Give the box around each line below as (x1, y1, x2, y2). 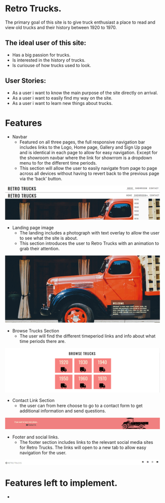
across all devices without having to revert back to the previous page (19, 170, 160, 176)
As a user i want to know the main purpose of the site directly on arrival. (12, 90, 158, 96)
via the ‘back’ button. (19, 175, 62, 181)
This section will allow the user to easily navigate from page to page (19, 165, 157, 171)
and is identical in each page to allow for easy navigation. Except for (19, 149, 158, 155)
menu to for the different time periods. (19, 160, 97, 166)
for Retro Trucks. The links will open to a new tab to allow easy (19, 444, 146, 450)
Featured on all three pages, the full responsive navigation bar (19, 139, 145, 145)
